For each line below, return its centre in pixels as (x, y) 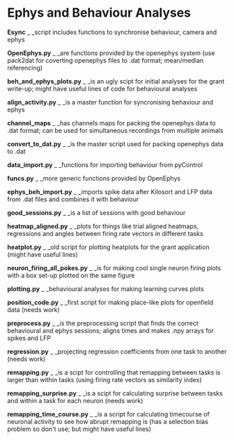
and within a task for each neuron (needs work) (75, 400)
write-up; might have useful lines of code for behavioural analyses (102, 88)
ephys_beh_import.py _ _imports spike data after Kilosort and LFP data (110, 191)
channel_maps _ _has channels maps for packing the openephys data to (111, 123)
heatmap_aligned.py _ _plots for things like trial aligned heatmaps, (103, 226)
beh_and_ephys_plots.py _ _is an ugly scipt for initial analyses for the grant (116, 81)
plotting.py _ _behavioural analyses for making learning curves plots (106, 289)
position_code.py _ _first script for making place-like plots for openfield (110, 302)
